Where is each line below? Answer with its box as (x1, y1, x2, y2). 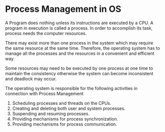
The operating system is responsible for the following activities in (5, 85, 138, 91)
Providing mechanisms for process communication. (12, 121, 117, 127)
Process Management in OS (5, 3, 122, 15)
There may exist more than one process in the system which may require (5, 40, 154, 45)
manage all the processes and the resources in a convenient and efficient (5, 50, 155, 56)
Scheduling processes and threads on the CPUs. (12, 100, 112, 106)
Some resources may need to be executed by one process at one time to (5, 65, 153, 71)
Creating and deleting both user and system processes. (12, 105, 126, 111)
